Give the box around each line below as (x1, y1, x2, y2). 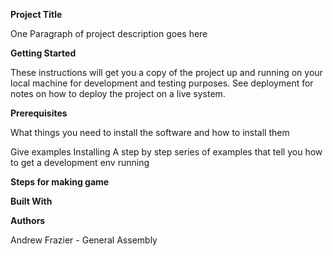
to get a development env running (10, 157, 150, 168)
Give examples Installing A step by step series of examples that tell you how (10, 146, 323, 158)
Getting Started (10, 47, 77, 59)
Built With (10, 195, 53, 207)
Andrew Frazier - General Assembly (10, 234, 158, 246)
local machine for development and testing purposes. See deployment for (10, 77, 314, 89)
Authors (10, 215, 46, 226)
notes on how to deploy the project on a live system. (10, 88, 226, 99)
